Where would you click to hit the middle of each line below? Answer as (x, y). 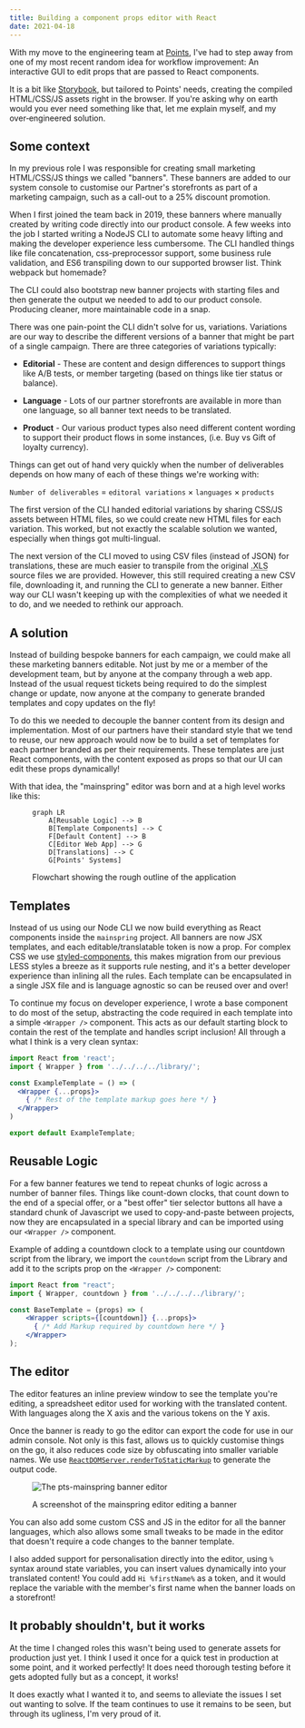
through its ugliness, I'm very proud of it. (85, 1713)
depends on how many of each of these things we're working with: (134, 475)
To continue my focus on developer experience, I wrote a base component (149, 1003)
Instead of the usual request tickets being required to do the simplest (138, 684)
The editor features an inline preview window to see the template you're (144, 1393)
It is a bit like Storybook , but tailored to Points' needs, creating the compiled (151, 89)
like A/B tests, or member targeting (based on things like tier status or (152, 374)
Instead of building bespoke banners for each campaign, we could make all (150, 655)
